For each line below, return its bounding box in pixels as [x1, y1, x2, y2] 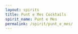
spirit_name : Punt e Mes [5, 16, 57, 21]
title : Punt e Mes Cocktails [5, 12, 66, 17]
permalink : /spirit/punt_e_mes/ [5, 21, 73, 26]
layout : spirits [5, 7, 39, 12]
